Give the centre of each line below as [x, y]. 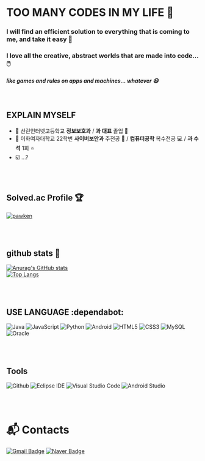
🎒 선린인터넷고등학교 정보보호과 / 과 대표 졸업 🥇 [71, 130]
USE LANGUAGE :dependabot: [65, 312]
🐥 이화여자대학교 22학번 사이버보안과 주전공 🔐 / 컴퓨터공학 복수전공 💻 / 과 [104, 138]
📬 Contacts [38, 430]
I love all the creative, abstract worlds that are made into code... [103, 56]
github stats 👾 [33, 253]
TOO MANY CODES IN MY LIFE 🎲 [90, 13]
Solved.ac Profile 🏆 [45, 198]
